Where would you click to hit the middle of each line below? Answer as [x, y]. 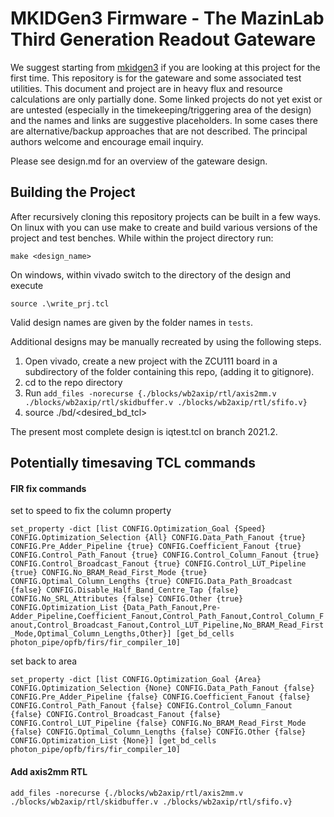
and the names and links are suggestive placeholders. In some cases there [164, 120]
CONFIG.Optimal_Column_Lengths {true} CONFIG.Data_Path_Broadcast [151, 582]
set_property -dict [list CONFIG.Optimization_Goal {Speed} [138, 529]
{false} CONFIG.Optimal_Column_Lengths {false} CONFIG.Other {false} [158, 732]
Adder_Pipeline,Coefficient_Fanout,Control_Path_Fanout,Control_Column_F [167, 617]
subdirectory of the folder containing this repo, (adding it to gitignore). [169, 371]
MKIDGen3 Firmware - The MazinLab [167, 18]
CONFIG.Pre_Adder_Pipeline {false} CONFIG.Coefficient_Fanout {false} [160, 697]
